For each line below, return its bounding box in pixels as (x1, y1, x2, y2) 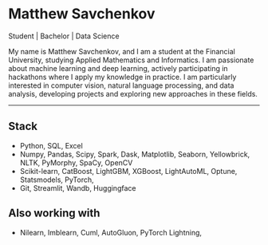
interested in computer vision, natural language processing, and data (8, 81, 235, 90)
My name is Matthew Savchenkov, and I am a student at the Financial (8, 46, 235, 56)
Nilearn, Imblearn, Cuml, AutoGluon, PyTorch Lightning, (19, 227, 202, 237)
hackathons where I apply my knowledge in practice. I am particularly (8, 72, 237, 81)
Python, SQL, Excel (19, 140, 84, 150)
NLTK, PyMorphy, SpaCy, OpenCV (19, 157, 133, 168)
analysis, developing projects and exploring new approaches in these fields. (8, 89, 258, 98)
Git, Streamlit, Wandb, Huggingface (19, 183, 136, 192)
